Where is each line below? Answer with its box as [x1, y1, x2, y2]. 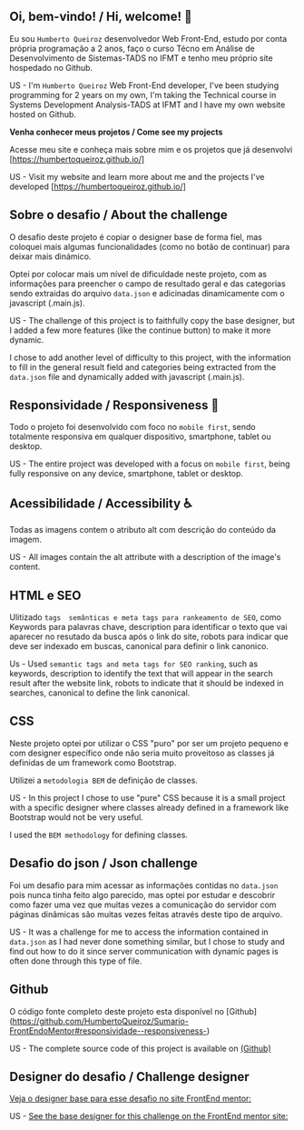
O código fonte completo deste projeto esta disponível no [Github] [9, 1005, 257, 1016]
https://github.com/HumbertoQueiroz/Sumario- [12, 1015, 189, 1026]
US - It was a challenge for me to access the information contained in [9, 926, 270, 937]
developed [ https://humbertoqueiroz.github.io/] [9, 181, 186, 192]
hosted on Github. [9, 108, 77, 119]
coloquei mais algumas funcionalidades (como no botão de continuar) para [9, 241, 290, 252]
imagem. [9, 534, 43, 545]
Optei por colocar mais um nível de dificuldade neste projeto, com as [9, 268, 268, 279]
